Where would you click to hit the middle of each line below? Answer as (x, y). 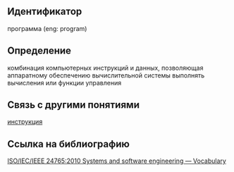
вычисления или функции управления (64, 82)
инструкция (25, 122)
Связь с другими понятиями (73, 105)
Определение (39, 51)
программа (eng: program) (47, 28)
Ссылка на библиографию (69, 144)
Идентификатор (45, 12)
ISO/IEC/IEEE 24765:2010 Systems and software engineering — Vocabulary (117, 161)
